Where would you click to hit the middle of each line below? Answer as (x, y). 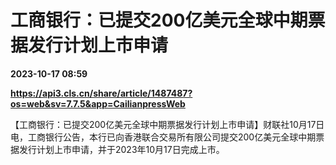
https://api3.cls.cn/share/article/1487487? (101, 93)
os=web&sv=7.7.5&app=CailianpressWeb (98, 103)
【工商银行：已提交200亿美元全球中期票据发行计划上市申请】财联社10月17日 (167, 124)
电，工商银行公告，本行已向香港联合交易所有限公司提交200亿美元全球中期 (163, 137)
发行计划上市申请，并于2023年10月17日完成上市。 (121, 149)
